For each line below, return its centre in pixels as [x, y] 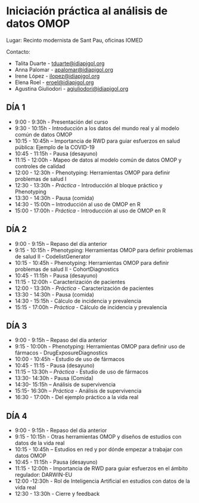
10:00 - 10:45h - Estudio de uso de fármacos [70, 359]
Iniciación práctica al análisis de [87, 11]
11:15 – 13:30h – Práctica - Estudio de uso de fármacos [82, 372]
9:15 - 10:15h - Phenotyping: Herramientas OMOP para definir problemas [104, 250]
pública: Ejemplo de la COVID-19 [55, 147]
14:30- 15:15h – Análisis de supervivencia [65, 385]
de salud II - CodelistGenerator [53, 256]
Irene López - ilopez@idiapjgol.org [57, 76]
